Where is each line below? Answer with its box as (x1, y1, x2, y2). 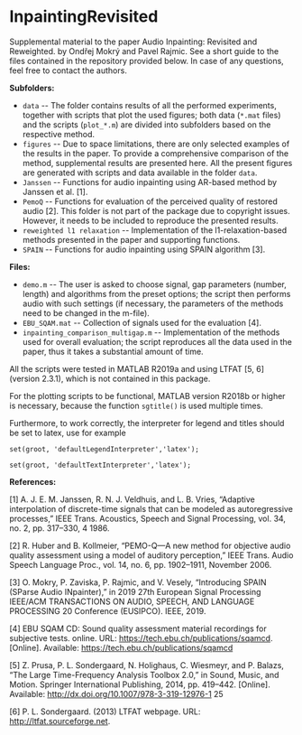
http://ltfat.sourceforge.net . (9, 715, 111, 726)
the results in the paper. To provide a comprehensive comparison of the (22, 147, 289, 159)
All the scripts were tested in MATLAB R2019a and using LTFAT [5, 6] (9, 363, 264, 374)
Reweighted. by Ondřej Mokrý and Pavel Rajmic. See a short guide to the (9, 45, 279, 56)
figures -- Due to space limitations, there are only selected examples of (22, 138, 290, 149)
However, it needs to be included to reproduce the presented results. (22, 215, 279, 226)
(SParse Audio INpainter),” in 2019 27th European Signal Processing (9, 586, 261, 597)
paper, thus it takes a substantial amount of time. (22, 346, 205, 357)
